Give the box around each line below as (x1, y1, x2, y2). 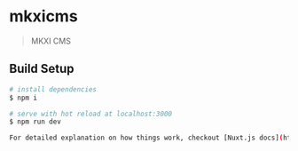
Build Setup (9, 61, 74, 76)
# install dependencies (9, 84, 98, 94)
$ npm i (9, 93, 38, 102)
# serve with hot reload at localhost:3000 (9, 109, 173, 118)
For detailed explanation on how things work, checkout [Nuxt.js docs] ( (9, 133, 284, 143)
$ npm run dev (9, 117, 62, 126)
